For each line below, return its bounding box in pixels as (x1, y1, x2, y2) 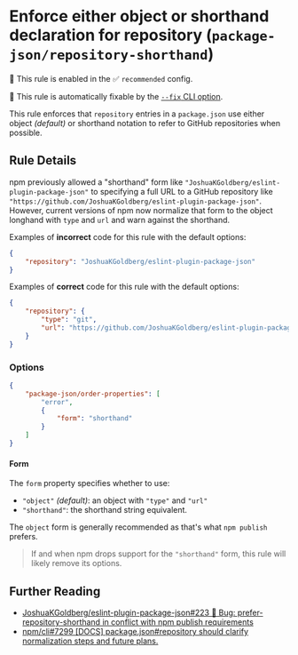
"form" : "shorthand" (56, 414, 133, 423)
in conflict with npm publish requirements (101, 616, 255, 627)
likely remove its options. (30, 558, 122, 569)
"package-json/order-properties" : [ (25, 389, 161, 398)
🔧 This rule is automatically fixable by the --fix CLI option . (9, 91, 223, 101)
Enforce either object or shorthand (9, 6, 270, 27)
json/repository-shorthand (9, 47, 208, 64)
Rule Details (9, 153, 77, 168)
